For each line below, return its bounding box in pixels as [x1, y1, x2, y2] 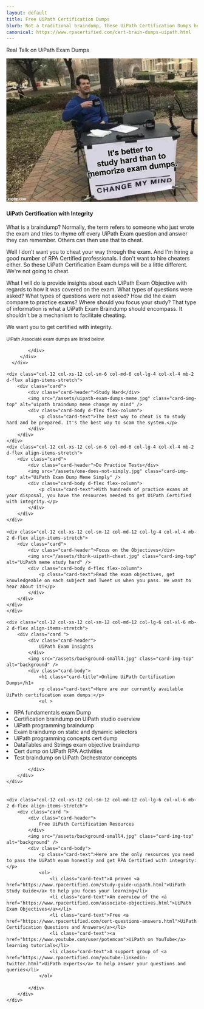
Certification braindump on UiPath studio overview [14, 715, 141, 722]
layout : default [6, 10, 47, 16]
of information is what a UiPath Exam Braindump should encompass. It [6, 305, 183, 312]
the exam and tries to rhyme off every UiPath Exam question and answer [6, 229, 188, 237]
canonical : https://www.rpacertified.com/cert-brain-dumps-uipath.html [6, 29, 191, 35]
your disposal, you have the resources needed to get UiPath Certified [6, 492, 191, 498]
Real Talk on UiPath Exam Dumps [6, 46, 89, 54]
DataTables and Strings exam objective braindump [14, 741, 140, 748]
